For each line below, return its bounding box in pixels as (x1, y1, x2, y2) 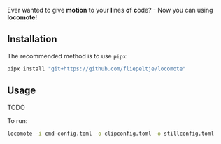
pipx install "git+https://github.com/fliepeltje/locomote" (7, 65, 187, 72)
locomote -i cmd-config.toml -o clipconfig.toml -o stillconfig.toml (7, 130, 215, 137)
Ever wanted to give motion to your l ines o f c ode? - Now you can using (7, 6, 213, 14)
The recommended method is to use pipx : (7, 51, 128, 60)
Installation (7, 33, 57, 45)
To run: (7, 116, 28, 125)
